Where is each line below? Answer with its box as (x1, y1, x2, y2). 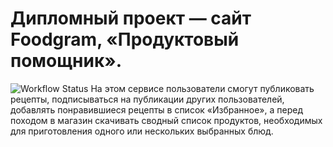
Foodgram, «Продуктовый (10, 28, 240, 51)
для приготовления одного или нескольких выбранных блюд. (10, 125, 274, 137)
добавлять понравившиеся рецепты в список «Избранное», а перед (10, 103, 303, 116)
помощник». (10, 50, 123, 72)
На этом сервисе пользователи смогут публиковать (90, 82, 315, 94)
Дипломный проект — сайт (10, 7, 252, 30)
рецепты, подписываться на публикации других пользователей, (10, 93, 285, 105)
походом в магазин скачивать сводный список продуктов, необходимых (10, 114, 323, 126)
